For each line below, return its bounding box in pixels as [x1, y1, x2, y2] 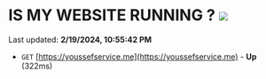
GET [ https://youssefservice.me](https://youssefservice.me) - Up [20, 51, 257, 61]
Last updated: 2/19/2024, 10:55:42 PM [8, 34, 153, 45]
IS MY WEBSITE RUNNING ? [8, 5, 216, 25]
